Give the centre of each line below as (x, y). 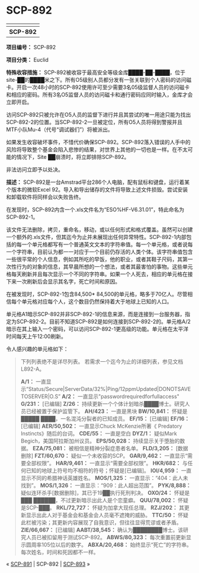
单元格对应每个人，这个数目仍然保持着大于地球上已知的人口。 (97, 301)
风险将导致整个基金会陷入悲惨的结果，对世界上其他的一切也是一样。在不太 (97, 149)
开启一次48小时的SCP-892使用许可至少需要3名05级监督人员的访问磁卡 (103, 87)
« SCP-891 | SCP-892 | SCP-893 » (48, 564)
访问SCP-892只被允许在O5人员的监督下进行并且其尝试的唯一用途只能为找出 (99, 114)
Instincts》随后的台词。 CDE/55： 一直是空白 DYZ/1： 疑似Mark (99, 433)
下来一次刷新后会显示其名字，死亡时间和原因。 (63, 281)
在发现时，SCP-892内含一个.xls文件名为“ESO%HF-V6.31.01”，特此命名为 (95, 209)
